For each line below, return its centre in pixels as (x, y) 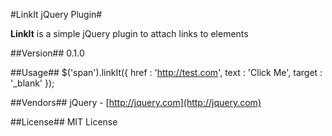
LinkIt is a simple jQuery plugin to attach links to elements (129, 33)
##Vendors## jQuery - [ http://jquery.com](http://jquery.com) (136, 102)
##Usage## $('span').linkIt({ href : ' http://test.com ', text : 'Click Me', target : (166, 72)
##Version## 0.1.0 (47, 53)
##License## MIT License (64, 122)
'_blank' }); (32, 83)
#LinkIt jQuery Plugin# (56, 14)
